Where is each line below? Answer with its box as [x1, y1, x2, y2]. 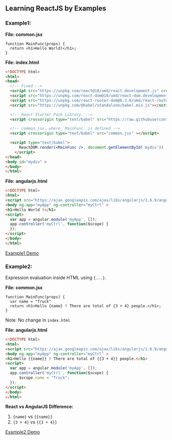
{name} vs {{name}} [12, 414, 53, 420]
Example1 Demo [5, 250, 39, 256]
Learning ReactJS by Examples [5, 4, 106, 13]
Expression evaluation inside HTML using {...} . [5, 275, 106, 281]
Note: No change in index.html [5, 317, 71, 323]
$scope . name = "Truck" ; [18, 375, 70, 380]
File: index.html [5, 59, 39, 65]
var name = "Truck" [10, 299, 52, 304]
